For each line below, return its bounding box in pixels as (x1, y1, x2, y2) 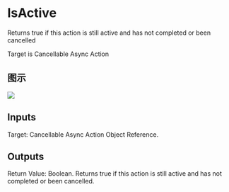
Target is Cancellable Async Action (7, 50, 110, 58)
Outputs (7, 150, 45, 162)
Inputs (7, 111, 37, 123)
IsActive (7, 5, 57, 21)
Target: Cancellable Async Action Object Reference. (7, 130, 159, 139)
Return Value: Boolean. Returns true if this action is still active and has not (7, 169, 223, 178)
